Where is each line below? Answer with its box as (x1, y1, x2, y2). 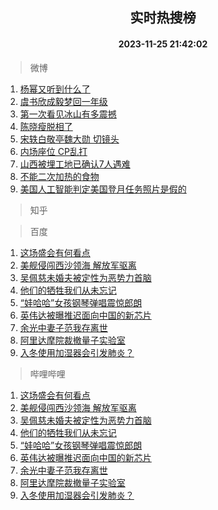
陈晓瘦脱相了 (19, 120, 73, 132)
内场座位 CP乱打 (19, 145, 88, 157)
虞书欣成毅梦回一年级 (19, 95, 108, 107)
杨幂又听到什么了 (19, 83, 91, 95)
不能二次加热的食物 (19, 170, 100, 182)
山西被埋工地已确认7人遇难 (19, 158, 131, 170)
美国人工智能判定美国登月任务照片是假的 (19, 183, 187, 195)
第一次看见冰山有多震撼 (19, 108, 117, 120)
